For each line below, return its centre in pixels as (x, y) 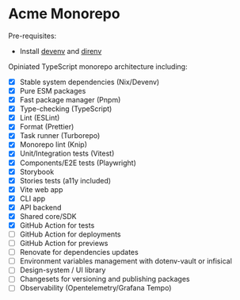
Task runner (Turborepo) (60, 136)
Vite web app (41, 189)
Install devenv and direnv (61, 51)
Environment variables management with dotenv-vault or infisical (126, 261)
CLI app (32, 198)
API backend (40, 207)
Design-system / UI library (63, 270)
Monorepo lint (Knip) (53, 144)
